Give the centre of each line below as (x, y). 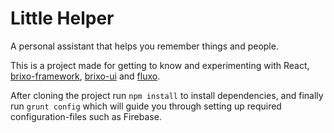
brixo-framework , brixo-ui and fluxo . (85, 76)
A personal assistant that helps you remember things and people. (144, 46)
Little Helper (62, 18)
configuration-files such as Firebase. (86, 116)
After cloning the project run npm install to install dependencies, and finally (167, 95)
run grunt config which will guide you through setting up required (146, 106)
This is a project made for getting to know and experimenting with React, (160, 65)
